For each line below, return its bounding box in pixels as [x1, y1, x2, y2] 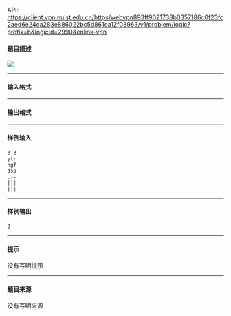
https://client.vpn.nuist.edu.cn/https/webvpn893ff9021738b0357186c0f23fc [7, 13, 224, 21]
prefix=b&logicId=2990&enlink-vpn [7, 28, 107, 36]
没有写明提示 [7, 262, 43, 270]
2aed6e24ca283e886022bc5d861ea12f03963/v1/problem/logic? [7, 21, 191, 28]
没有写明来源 [7, 302, 43, 310]
